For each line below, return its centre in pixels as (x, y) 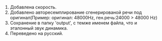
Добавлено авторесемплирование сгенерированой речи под (76, 12)
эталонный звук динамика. (39, 28)
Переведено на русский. (37, 33)
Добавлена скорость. (33, 7)
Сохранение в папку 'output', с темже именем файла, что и (73, 23)
